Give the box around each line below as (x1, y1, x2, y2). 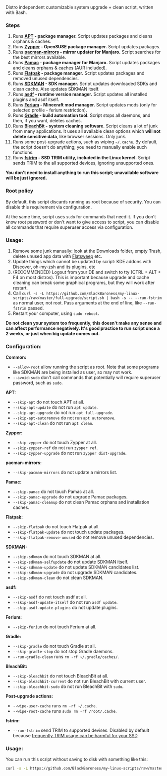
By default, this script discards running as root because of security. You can (5, 198, 161, 204)
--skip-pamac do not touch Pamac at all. (12, 488, 94, 494)
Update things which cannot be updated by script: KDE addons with (12, 258, 152, 264)
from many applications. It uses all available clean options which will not (12, 128, 161, 134)
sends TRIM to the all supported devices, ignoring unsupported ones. (12, 160, 155, 166)
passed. (27, 305, 44, 311)
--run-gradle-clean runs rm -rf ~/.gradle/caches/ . (12, 654, 119, 660)
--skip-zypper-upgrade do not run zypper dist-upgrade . (12, 450, 127, 456)
